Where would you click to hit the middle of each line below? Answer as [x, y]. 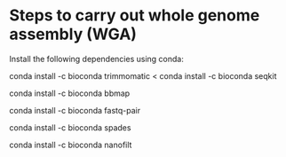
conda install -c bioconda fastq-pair [75, 110]
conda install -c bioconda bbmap [70, 93]
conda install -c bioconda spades [70, 127]
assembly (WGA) [73, 34]
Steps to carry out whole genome [135, 16]
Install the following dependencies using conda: [96, 59]
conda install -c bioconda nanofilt [71, 145]
